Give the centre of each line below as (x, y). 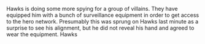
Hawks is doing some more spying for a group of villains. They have (92, 9)
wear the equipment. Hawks (42, 34)
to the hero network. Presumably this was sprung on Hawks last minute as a (102, 21)
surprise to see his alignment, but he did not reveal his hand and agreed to (100, 28)
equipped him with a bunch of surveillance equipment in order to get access (103, 15)
